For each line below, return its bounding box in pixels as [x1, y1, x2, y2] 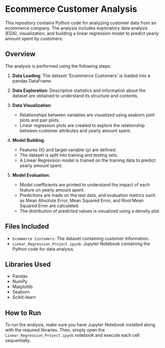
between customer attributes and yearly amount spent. [19, 128, 132, 133]
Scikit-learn [12, 294, 36, 300]
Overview [5, 50, 36, 58]
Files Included [5, 222, 49, 231]
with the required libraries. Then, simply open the [5, 327, 105, 333]
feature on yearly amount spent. [19, 187, 85, 193]
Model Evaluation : [12, 172, 50, 178]
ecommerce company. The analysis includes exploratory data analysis [5, 25, 148, 31]
